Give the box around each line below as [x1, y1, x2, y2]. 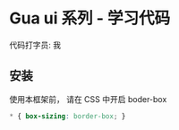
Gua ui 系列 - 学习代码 [9, 8, 171, 29]
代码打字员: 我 [9, 39, 61, 50]
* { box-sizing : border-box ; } [9, 111, 126, 121]
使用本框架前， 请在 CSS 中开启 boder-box [9, 93, 167, 104]
